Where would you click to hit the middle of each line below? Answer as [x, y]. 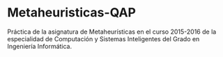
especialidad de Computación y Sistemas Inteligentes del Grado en [103, 38]
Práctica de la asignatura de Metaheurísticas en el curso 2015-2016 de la [112, 32]
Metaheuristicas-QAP [71, 13]
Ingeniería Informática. [40, 46]
